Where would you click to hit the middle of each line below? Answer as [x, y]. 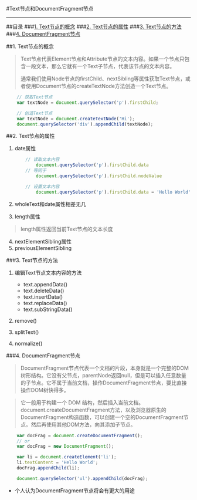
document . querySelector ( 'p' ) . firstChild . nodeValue [99, 176]
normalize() [28, 343]
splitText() [27, 332]
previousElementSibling [43, 248]
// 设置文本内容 [43, 187]
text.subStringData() [48, 309]
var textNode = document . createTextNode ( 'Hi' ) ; [76, 119]
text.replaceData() [45, 303]
